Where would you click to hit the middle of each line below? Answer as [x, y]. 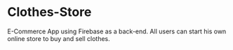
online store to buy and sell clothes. [59, 38]
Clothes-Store [49, 12]
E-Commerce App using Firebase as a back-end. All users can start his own [117, 31]
